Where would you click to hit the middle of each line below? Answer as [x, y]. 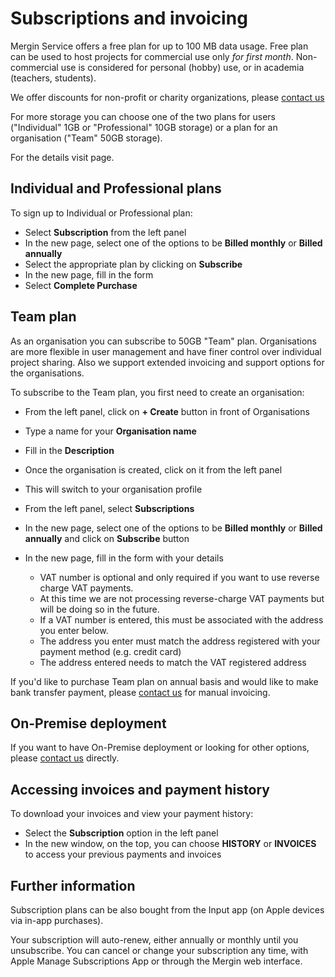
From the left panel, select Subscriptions [109, 508]
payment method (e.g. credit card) [110, 651]
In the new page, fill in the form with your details [124, 558]
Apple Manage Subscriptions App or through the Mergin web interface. [156, 961]
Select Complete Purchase [81, 285]
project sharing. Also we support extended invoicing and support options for [167, 362]
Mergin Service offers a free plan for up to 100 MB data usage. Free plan [159, 46]
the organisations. [47, 373]
